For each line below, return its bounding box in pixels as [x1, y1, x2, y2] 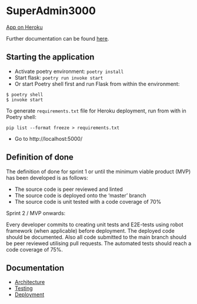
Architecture [14, 279, 45, 286]
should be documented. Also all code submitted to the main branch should [6, 233, 186, 240]
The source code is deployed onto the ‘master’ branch [14, 191, 146, 199]
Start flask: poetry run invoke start [14, 74, 103, 81]
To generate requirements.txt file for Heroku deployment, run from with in [6, 107, 186, 114]
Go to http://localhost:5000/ [14, 135, 83, 142]
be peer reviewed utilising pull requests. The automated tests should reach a [6, 240, 192, 247]
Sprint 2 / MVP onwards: [6, 209, 66, 216]
